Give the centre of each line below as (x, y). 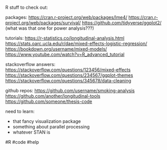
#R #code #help (22, 142)
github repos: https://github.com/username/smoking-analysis (70, 91)
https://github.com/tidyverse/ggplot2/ (122, 23)
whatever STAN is (31, 132)
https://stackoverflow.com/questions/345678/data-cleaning (68, 81)
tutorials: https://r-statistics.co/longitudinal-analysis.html (65, 38)
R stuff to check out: (27, 7)
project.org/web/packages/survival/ (43, 23)
